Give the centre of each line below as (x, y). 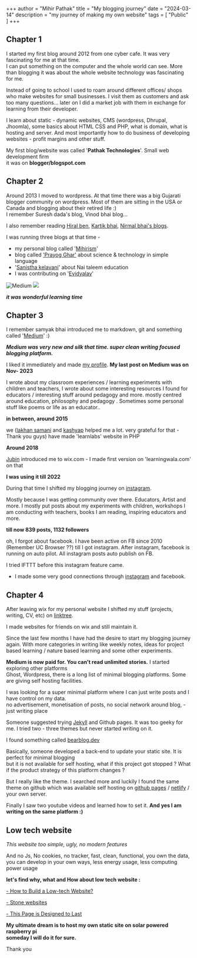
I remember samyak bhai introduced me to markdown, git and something (94, 329)
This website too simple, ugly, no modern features (67, 844)
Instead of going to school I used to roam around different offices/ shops (94, 90)
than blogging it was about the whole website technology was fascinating (95, 72)
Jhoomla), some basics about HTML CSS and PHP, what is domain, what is (97, 126)
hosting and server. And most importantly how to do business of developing (98, 132)
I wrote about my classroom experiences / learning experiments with (89, 382)
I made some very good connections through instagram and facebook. (100, 576)
